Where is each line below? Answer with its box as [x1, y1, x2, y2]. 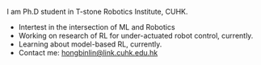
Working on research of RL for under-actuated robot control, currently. [18, 31, 254, 40]
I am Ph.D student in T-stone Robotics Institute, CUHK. [6, 7, 188, 16]
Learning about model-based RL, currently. [18, 39, 162, 49]
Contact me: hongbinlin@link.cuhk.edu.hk [18, 48, 158, 57]
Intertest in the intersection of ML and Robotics [18, 22, 175, 31]
